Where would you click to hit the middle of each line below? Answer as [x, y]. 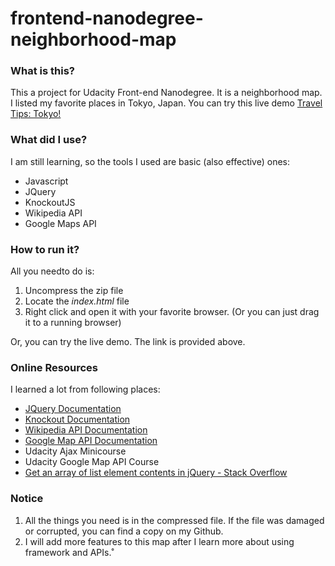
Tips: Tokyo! [36, 114]
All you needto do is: [52, 271]
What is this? [42, 71]
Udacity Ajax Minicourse [75, 451]
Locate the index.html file [77, 301]
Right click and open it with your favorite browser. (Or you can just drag [172, 312]
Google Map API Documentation [91, 441]
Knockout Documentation [77, 419]
